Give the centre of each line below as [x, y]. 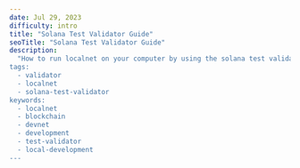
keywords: [28, 100]
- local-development [55, 149]
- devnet [33, 125]
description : [33, 51]
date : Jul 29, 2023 [46, 17]
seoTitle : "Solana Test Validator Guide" [87, 42]
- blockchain [42, 116]
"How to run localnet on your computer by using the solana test [142, 59]
